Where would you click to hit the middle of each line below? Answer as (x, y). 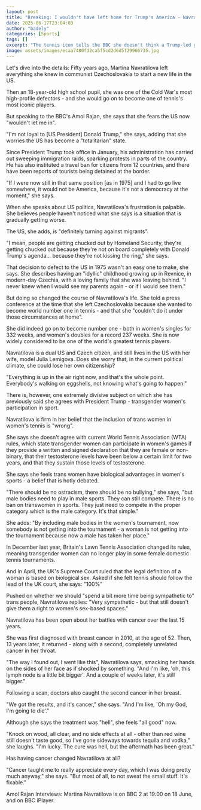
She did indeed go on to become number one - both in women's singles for (99, 328)
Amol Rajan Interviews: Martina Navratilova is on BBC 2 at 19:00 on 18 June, (100, 794)
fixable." (16, 782)
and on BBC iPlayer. (31, 800)
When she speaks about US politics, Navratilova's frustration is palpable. (96, 207)
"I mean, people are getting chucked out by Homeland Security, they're (94, 243)
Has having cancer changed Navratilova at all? (63, 758)
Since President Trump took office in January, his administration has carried (100, 152)
